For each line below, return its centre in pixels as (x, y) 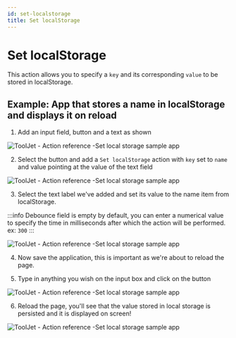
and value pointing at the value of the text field (85, 167)
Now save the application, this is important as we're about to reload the (121, 258)
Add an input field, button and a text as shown (84, 132)
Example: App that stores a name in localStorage (116, 104)
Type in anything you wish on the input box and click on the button (114, 279)
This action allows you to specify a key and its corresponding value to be (113, 75)
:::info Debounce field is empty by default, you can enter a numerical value (116, 215)
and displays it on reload (62, 115)
